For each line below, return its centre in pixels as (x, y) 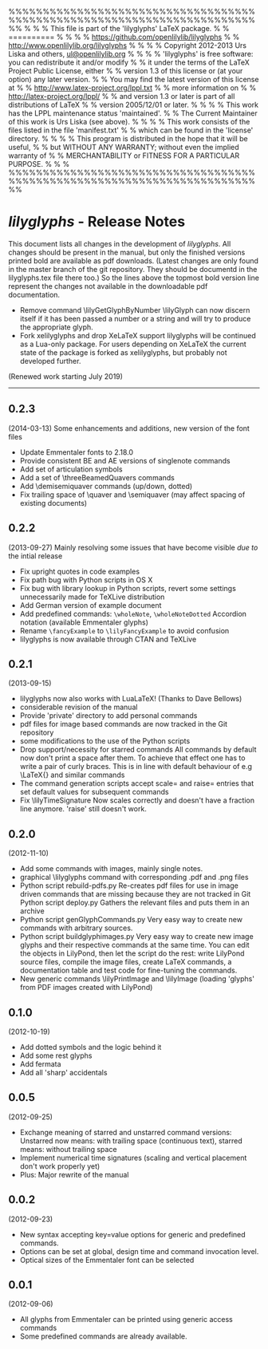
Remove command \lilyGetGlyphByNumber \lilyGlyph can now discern (135, 310)
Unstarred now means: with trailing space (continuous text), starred (131, 1141)
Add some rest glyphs (56, 1055)
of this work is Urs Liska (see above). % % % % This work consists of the (129, 122)
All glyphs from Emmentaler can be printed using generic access (126, 1319)
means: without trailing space (68, 1149)
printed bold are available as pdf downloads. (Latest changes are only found (134, 260)
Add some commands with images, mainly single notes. (111, 869)
